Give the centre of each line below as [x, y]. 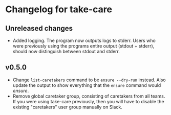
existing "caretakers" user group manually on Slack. [68, 107]
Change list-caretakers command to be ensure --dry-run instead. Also [89, 80]
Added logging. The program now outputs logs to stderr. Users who [84, 40]
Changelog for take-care [59, 9]
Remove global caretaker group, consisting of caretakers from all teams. [89, 96]
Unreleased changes [39, 28]
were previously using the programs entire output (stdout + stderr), [83, 46]
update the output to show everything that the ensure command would [87, 85]
